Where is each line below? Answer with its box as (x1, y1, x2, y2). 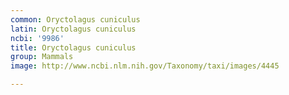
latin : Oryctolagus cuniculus (10, 24, 137, 34)
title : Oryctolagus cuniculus (10, 42, 137, 53)
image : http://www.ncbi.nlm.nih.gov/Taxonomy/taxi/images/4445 (10, 61, 280, 71)
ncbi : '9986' (10, 33, 65, 43)
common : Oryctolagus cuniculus (10, 14, 141, 25)
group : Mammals (10, 52, 74, 62)
